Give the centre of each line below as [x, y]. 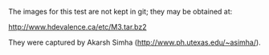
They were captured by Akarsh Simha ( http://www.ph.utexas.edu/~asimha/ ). [134, 42]
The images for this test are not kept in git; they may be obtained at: [120, 12]
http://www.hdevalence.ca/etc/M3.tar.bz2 [77, 27]
